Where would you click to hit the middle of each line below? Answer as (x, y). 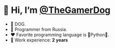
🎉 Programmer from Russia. (39, 29)
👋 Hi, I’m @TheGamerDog (57, 10)
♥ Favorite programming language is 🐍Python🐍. (59, 34)
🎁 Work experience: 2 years (39, 40)
